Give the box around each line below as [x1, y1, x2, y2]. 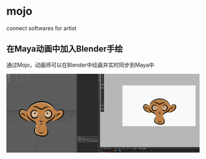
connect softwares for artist [6, 24, 77, 32]
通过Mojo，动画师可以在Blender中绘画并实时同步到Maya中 [6, 61, 154, 68]
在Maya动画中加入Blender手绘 [6, 44, 123, 54]
